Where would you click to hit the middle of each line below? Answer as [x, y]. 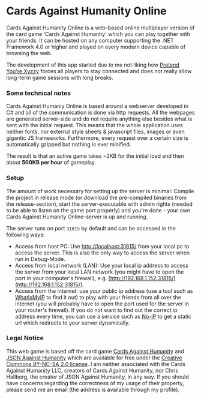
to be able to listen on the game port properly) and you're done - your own [98, 210]
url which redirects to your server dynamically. [72, 323]
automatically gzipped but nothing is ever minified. [69, 145]
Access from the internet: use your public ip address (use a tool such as [104, 291]
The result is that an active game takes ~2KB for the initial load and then [95, 156]
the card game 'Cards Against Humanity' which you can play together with [98, 34]
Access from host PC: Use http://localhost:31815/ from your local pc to [102, 246]
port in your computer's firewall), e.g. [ [63, 278]
